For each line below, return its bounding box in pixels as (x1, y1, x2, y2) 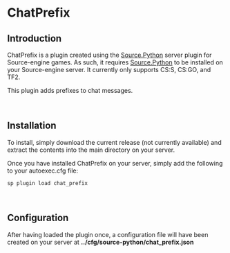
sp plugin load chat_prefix (7, 180, 88, 186)
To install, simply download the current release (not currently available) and (7, 138, 222, 146)
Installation (7, 120, 57, 132)
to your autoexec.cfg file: (7, 166, 79, 175)
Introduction (7, 33, 62, 44)
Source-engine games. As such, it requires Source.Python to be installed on (7, 58, 223, 67)
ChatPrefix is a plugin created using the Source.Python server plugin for (7, 51, 212, 59)
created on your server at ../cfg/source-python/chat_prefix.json (7, 238, 194, 246)
